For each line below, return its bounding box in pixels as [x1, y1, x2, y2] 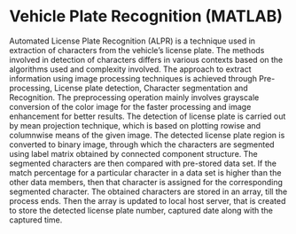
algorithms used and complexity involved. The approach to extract [9, 64, 252, 74]
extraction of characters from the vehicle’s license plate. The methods [9, 44, 265, 55]
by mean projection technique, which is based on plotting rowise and [9, 120, 261, 130]
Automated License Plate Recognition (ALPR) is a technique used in [9, 35, 255, 46]
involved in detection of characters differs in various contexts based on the [9, 54, 284, 65]
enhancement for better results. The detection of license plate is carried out [9, 111, 286, 121]
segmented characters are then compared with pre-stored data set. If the [9, 158, 277, 168]
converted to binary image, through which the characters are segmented [9, 139, 275, 150]
